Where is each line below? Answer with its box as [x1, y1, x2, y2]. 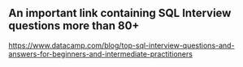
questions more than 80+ [8, 19, 140, 33]
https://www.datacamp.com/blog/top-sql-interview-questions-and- [8, 40, 235, 50]
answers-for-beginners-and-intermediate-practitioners [8, 48, 193, 59]
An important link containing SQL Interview [8, 6, 232, 20]
